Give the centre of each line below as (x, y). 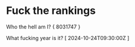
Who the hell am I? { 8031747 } (43, 27)
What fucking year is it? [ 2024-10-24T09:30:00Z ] (68, 38)
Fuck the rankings (51, 11)
